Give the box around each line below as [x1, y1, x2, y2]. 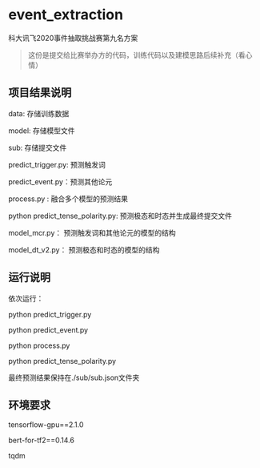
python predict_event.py [8, 325, 89, 334]
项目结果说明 [8, 86, 72, 99]
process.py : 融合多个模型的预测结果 [8, 194, 129, 204]
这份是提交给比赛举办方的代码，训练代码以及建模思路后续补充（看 [27, 50, 246, 59]
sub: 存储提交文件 [8, 143, 67, 152]
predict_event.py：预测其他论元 [8, 176, 113, 186]
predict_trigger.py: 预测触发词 [8, 159, 106, 169]
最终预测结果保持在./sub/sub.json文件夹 [8, 373, 140, 382]
